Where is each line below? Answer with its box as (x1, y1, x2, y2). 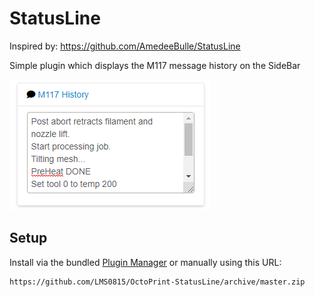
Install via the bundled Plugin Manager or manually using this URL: (9, 256, 282, 268)
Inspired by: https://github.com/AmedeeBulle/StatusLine (9, 40, 241, 52)
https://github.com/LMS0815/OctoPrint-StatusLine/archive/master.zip (9, 277, 306, 287)
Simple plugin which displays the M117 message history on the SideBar (9, 59, 301, 71)
